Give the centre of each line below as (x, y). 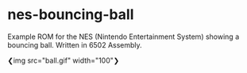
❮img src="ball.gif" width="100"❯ (64, 60)
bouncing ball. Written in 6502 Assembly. (75, 44)
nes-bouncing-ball (71, 15)
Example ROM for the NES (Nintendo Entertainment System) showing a (123, 36)
